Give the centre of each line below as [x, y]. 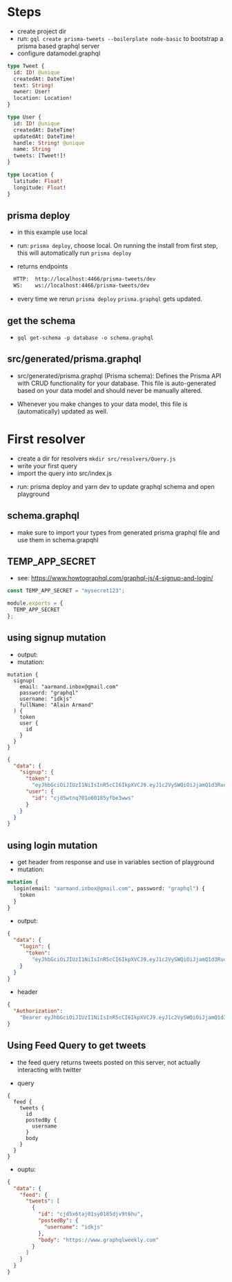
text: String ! [33, 85]
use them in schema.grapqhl [58, 540]
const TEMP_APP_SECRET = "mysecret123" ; [66, 591]
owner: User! [32, 92]
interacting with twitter [49, 1069]
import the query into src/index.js [65, 473]
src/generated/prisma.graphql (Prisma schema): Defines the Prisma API [119, 375]
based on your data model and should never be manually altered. [109, 390]
